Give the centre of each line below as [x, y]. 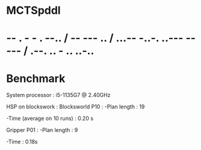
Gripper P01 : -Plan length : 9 [42, 130]
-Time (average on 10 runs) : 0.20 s [50, 119]
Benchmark [36, 78]
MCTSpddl [34, 11]
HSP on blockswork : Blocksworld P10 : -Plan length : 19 [76, 107]
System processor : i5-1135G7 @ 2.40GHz [58, 95]
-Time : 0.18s [22, 142]
